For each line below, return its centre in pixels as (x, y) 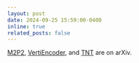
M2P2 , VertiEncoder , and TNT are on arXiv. (69, 53)
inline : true (26, 26)
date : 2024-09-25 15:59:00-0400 (54, 20)
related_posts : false (39, 33)
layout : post (26, 13)
